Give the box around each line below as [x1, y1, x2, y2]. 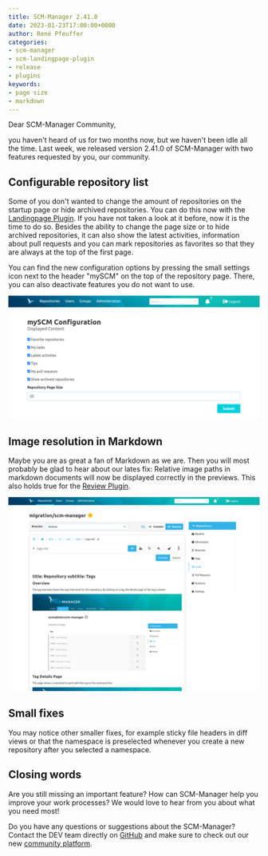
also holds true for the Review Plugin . [8, 481, 131, 491]
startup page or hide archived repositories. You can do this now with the [8, 205, 246, 215]
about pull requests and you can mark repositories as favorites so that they [8, 239, 255, 249]
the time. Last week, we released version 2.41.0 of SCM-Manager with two [8, 144, 254, 153]
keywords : [8, 80, 41, 88]
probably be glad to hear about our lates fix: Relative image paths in [8, 464, 231, 474]
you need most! [8, 806, 60, 815]
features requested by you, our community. [8, 152, 151, 162]
